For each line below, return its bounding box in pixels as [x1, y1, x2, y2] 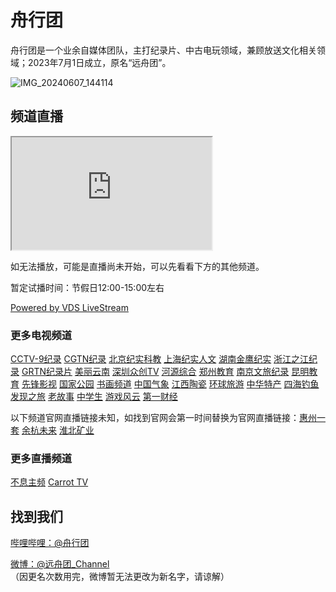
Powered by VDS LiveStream [10, 301, 129, 313]
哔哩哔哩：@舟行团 [10, 537, 90, 549]
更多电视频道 [10, 328, 73, 342]
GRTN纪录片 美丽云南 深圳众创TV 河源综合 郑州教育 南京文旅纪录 [21, 366, 290, 378]
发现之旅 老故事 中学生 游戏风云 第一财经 [10, 391, 178, 403]
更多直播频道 [10, 451, 73, 465]
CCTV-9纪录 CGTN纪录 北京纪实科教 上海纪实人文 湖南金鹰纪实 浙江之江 [10, 353, 310, 365]
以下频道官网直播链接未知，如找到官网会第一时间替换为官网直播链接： [10, 412, 300, 424]
